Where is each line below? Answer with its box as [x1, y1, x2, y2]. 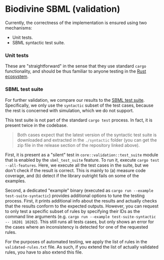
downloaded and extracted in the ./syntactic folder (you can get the [17, 137, 157, 143]
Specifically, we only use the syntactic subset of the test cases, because [5, 102, 154, 108]
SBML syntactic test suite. [12, 39, 65, 45]
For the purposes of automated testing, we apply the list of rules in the [5, 238, 147, 244]
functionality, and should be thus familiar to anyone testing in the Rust [5, 68, 146, 74]
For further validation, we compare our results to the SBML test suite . [5, 97, 145, 103]
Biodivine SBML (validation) [5, 3, 120, 15]
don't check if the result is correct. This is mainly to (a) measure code [5, 167, 146, 173]
